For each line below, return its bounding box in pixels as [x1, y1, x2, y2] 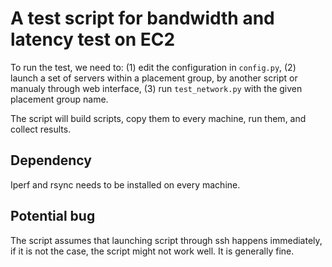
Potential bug [10, 208, 96, 225]
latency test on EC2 [10, 28, 176, 51]
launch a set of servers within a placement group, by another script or [10, 72, 298, 84]
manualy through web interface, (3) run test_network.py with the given [10, 82, 303, 94]
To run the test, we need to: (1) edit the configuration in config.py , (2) [10, 61, 297, 73]
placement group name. [10, 93, 109, 105]
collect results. [10, 123, 72, 135]
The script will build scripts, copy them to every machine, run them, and [10, 112, 307, 124]
